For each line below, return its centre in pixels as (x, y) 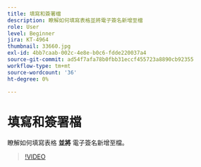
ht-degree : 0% (28, 79)
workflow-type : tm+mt (39, 66)
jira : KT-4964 (28, 40)
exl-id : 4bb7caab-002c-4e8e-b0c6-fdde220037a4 (77, 53)
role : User (23, 27)
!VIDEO (35, 157)
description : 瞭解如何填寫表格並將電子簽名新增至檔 (75, 20)
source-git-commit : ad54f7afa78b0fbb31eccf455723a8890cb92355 (100, 60)
